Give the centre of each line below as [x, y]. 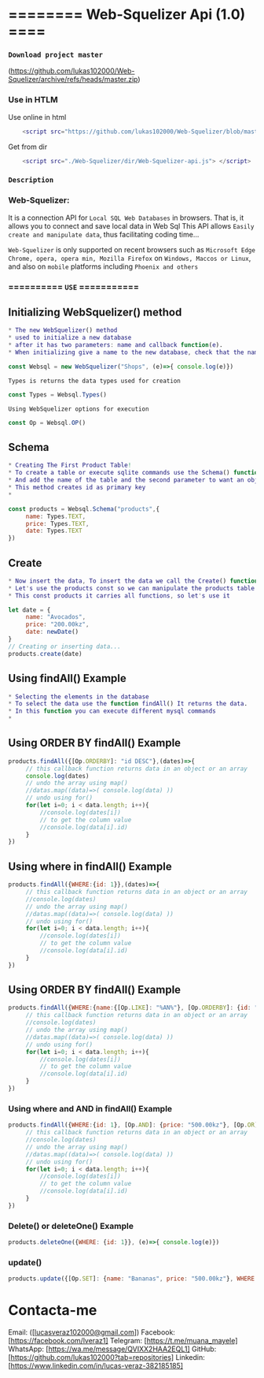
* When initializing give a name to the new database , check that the [126, 352]
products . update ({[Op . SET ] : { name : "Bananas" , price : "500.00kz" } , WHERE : [133, 1279]
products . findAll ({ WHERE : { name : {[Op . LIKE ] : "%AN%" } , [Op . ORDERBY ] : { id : [130, 1008]
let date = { [29, 610]
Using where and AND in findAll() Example [90, 1108]
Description [31, 180]
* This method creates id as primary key [77, 488]
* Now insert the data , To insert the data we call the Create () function [133, 581]
